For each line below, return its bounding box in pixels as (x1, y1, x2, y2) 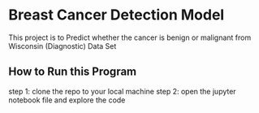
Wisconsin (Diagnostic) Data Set (8, 41, 117, 50)
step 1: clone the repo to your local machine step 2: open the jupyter (8, 86, 237, 96)
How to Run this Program (8, 65, 137, 79)
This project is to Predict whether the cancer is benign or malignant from (8, 33, 252, 42)
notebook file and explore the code (8, 95, 126, 105)
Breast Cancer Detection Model (8, 6, 225, 24)
